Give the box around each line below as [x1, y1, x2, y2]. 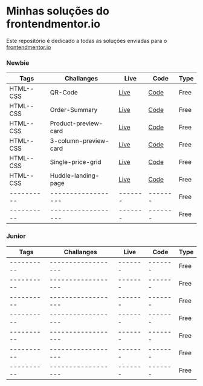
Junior [6, 232, 26, 240]
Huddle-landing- [50, 171, 100, 180]
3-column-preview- [50, 137, 110, 145]
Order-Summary [50, 106, 98, 114]
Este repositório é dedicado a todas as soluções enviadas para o [6, 37, 167, 44]
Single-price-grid [50, 158, 101, 166]
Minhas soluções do [6, 4, 110, 18]
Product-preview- [50, 119, 103, 128]
